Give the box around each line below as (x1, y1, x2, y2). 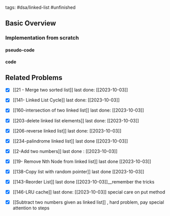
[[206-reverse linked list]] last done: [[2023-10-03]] (12, 127, 122, 134)
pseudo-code (5, 47, 35, 53)
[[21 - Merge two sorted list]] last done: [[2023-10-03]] (12, 87, 128, 93)
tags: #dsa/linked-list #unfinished (5, 5, 76, 10)
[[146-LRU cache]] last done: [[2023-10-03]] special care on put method (12, 188, 165, 195)
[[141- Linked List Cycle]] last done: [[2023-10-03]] (12, 97, 120, 103)
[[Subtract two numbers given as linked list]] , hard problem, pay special (12, 199, 164, 205)
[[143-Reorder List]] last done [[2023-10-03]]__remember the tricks (12, 178, 155, 185)
